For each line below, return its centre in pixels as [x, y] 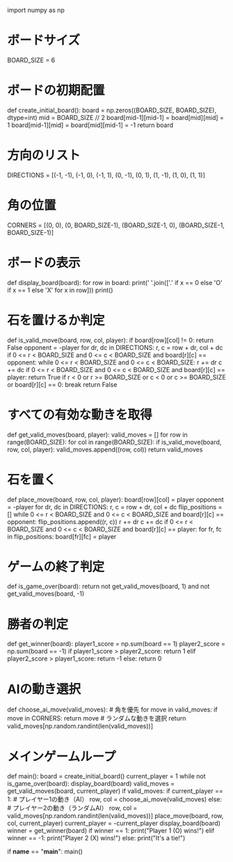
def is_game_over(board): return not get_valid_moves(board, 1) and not [109, 586]
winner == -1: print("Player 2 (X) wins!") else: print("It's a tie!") [96, 838]
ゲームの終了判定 [56, 567]
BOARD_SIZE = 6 [31, 60]
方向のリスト [44, 155]
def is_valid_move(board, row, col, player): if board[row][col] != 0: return [111, 340]
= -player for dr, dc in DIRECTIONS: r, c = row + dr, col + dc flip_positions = [115, 507]
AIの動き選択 [44, 689]
